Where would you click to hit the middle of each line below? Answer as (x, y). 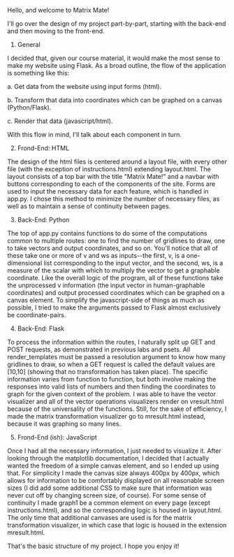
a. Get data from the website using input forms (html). (85, 86)
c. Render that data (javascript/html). (60, 121)
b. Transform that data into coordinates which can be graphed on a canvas (115, 100)
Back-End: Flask (41, 328)
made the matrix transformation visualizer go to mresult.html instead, (107, 416)
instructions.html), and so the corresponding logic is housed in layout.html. (115, 510)
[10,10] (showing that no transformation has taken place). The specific (108, 372)
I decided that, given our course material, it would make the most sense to (114, 58)
